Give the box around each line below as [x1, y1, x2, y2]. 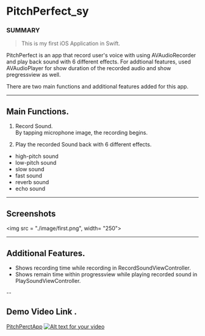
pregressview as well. [6, 71, 61, 79]
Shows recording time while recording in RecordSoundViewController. [15, 264, 191, 271]
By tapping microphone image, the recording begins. [15, 129, 148, 137]
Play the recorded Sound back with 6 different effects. [15, 141, 152, 148]
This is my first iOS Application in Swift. [21, 40, 121, 47]
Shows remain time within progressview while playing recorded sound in [15, 270, 198, 278]
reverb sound [15, 179, 49, 186]
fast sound [15, 172, 43, 179]
